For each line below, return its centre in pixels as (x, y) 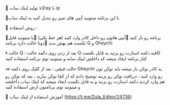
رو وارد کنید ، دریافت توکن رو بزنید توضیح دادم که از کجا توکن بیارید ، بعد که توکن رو (84, 76)
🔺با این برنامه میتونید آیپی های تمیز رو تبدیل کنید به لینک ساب (62, 18)
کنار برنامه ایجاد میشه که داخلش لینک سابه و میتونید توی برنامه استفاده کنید (76, 58)
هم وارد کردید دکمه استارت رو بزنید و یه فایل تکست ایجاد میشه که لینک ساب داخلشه (85, 81)
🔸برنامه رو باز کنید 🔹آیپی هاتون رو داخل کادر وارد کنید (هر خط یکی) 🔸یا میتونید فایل (83, 37)
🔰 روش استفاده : (21, 28)
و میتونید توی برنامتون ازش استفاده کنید (43, 87)
